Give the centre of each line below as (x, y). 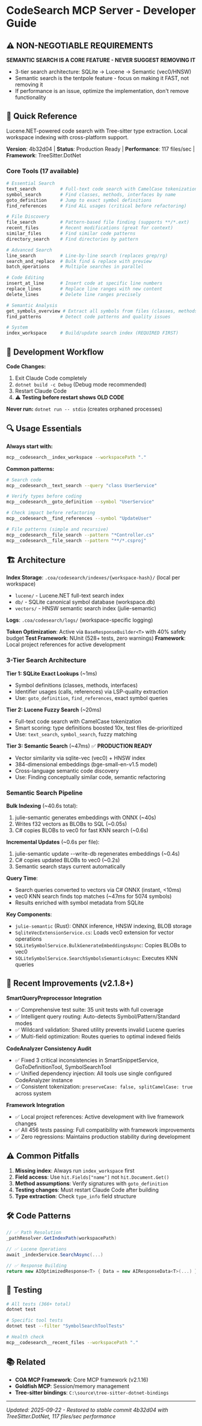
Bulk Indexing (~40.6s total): (42, 806)
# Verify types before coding (44, 496)
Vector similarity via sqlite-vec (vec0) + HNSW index (80, 758)
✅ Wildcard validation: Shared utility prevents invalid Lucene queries (100, 1029)
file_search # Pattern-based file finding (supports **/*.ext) (98, 222)
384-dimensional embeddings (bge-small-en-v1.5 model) (86, 764)
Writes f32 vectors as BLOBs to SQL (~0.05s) (71, 824)
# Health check (25, 1337)
